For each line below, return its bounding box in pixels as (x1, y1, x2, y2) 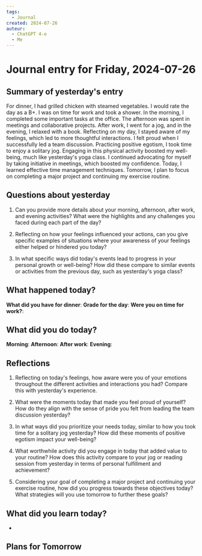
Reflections (6, 358, 50, 368)
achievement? (14, 466, 50, 474)
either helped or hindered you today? (14, 243, 107, 250)
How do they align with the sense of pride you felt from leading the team (14, 405, 195, 412)
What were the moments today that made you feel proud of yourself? (14, 399, 186, 406)
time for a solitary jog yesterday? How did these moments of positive (14, 429, 186, 436)
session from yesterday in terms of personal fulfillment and (14, 460, 161, 468)
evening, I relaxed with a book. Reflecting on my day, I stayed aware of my (6, 128, 191, 135)
